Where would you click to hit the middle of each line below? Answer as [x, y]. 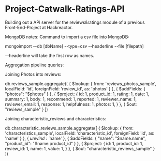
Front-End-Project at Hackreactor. [39, 27]
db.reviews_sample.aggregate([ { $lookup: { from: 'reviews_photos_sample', [81, 84]
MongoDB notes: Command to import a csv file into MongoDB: [67, 37]
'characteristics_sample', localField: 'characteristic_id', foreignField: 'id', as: [80, 133]
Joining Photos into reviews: [33, 74]
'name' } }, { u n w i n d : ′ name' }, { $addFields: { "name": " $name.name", [75, 138]
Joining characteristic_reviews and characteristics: [56, 118]
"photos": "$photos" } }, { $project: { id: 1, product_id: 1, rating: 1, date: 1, [77, 94]
